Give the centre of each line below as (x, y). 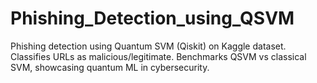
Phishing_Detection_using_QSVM (152, 18)
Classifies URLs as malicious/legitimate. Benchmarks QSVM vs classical (158, 56)
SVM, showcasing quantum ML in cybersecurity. (110, 67)
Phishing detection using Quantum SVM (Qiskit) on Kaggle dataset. (148, 46)
